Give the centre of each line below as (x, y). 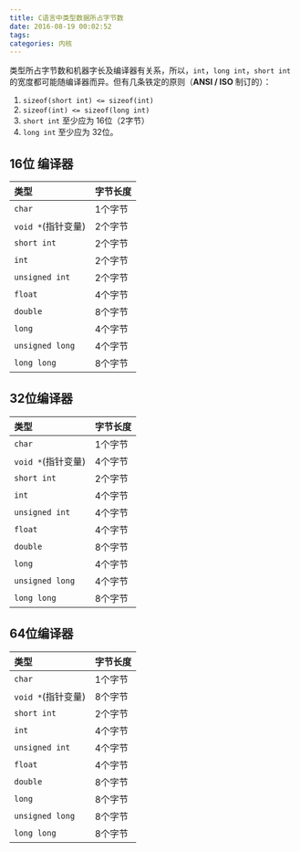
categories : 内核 (41, 43)
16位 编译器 (41, 164)
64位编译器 (41, 634)
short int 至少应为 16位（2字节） (86, 121)
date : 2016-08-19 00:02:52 (61, 26)
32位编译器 (41, 399)
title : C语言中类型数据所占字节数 (67, 18)
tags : (20, 35)
